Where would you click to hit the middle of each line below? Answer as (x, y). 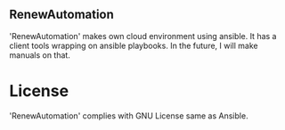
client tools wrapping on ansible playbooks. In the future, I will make (134, 45)
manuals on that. (40, 55)
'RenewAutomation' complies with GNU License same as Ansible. (129, 116)
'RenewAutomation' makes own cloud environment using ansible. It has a (143, 36)
